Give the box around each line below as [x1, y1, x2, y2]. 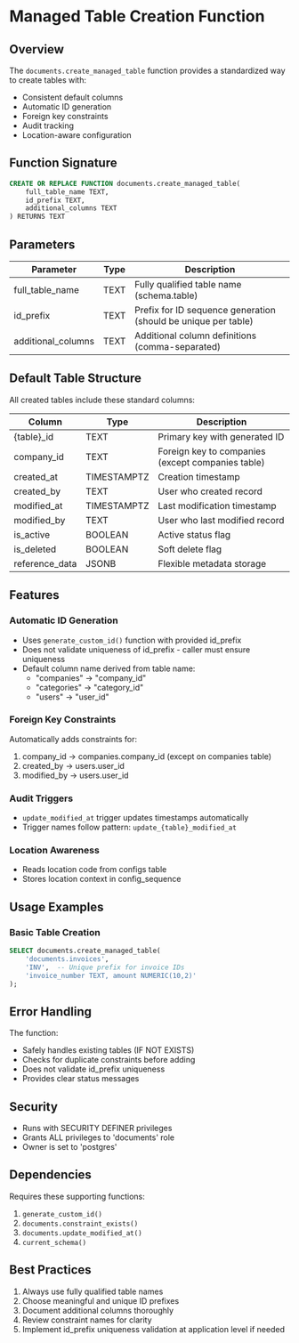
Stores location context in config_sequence [21, 874, 182, 885]
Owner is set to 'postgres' [21, 1142, 117, 1153]
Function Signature [9, 156, 117, 171]
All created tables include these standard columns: [9, 394, 196, 405]
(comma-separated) [134, 341, 221, 352]
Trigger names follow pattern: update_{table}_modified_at [21, 821, 238, 833]
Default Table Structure [9, 371, 142, 386]
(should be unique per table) [134, 315, 254, 327]
